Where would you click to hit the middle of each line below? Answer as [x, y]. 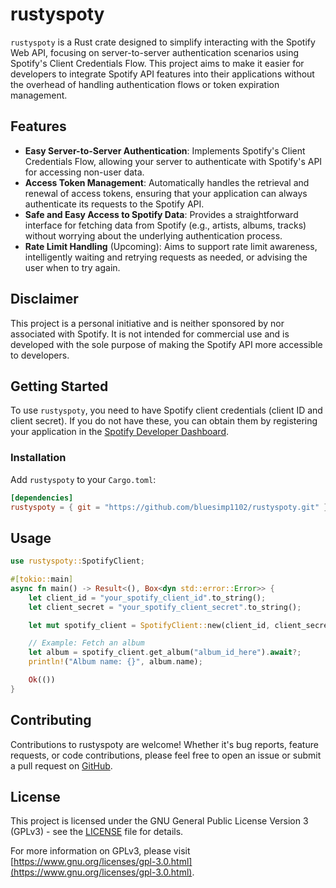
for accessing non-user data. [84, 172]
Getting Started [59, 386]
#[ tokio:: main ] [42, 579]
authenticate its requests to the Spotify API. [114, 204]
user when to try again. [72, 267]
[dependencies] [42, 498]
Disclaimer [44, 299]
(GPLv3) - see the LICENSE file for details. [97, 832]
